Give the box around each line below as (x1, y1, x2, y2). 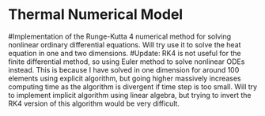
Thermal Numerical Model (8, 6, 184, 24)
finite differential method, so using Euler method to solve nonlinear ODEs (8, 57, 245, 66)
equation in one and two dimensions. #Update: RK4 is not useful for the (8, 48, 241, 58)
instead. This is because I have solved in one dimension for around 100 (8, 65, 240, 74)
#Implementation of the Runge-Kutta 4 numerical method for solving (8, 32, 232, 41)
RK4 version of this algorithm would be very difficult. (8, 99, 180, 108)
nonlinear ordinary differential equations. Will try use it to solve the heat (8, 39, 241, 49)
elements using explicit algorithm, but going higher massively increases (8, 73, 241, 83)
